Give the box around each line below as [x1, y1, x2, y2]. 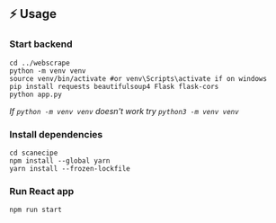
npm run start [9, 205, 63, 215]
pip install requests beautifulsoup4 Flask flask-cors [9, 82, 219, 91]
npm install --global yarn [9, 156, 111, 165]
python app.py [9, 90, 63, 99]
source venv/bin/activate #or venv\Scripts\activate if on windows [9, 74, 268, 83]
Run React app [9, 184, 75, 197]
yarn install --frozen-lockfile [9, 164, 130, 173]
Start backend [9, 38, 74, 50]
